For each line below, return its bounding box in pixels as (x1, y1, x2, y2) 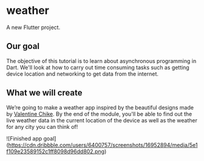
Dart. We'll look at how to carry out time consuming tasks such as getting (6, 64, 189, 71)
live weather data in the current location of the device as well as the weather (6, 116, 197, 124)
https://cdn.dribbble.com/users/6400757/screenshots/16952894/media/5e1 (8, 141, 198, 148)
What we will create (6, 88, 83, 98)
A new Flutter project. (6, 24, 61, 31)
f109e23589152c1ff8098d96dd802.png (6, 148, 105, 155)
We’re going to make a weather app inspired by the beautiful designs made (6, 103, 194, 111)
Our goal (6, 41, 40, 51)
